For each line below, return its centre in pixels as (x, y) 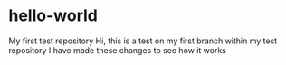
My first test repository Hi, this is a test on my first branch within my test (143, 41)
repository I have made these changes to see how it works (118, 50)
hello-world (53, 16)
